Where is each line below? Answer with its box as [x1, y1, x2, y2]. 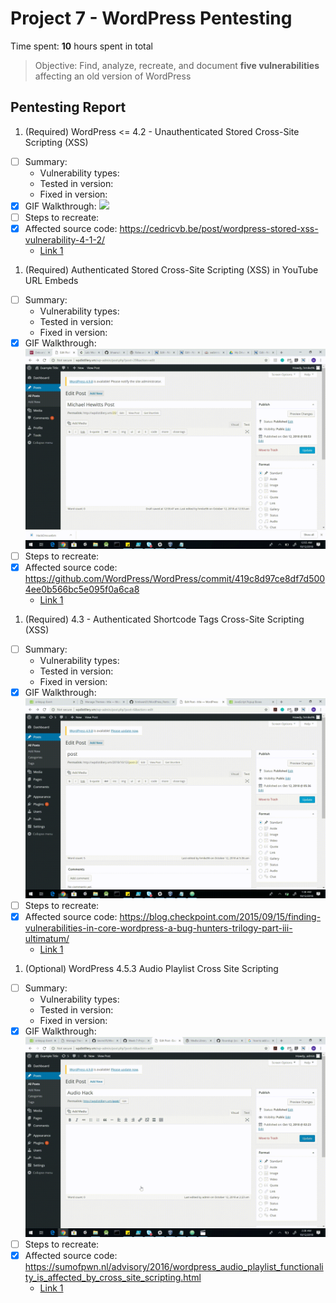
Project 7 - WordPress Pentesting [10, 7, 293, 30]
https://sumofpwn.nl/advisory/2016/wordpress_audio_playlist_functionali [24, 1261, 324, 1273]
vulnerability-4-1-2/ [24, 234, 105, 246]
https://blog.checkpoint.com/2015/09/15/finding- [119, 911, 322, 923]
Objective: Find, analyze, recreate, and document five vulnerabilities [34, 59, 320, 71]
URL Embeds [24, 275, 79, 286]
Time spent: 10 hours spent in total [10, 40, 153, 52]
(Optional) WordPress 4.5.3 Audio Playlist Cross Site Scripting [24, 963, 279, 975]
